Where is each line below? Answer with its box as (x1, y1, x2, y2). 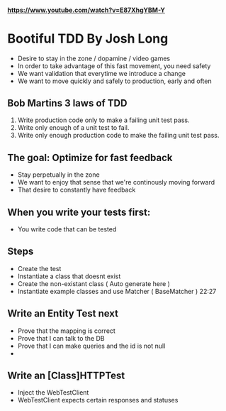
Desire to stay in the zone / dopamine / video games (17, 54, 171, 62)
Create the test (17, 264, 62, 273)
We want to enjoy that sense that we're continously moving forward (17, 178, 215, 187)
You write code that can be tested (17, 224, 117, 234)
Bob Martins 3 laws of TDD (7, 97, 128, 109)
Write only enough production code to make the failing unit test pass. (17, 131, 220, 140)
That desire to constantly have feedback (17, 185, 136, 194)
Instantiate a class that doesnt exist (17, 272, 121, 280)
